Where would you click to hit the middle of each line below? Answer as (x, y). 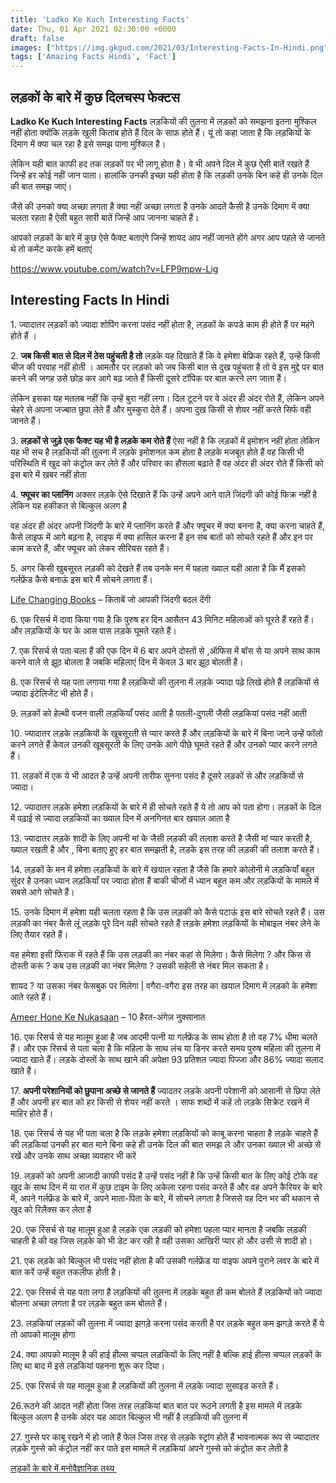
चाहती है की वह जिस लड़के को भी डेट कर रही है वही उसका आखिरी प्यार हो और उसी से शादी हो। (161, 1240)
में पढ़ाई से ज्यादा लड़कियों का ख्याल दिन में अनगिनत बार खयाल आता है (120, 818)
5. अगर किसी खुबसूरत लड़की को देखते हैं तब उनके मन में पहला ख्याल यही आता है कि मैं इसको (158, 568)
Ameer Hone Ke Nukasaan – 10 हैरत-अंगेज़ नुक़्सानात (108, 1017)
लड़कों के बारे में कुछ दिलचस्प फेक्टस (95, 97)
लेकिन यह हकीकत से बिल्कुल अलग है (69, 505)
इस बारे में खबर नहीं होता (48, 474)
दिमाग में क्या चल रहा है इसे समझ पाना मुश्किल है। (88, 143)
